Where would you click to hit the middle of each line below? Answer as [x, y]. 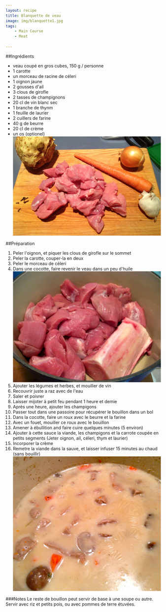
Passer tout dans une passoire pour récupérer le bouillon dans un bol [83, 412]
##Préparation [20, 243]
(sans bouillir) [27, 454]
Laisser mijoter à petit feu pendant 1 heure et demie [65, 402]
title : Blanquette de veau [33, 16]
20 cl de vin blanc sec [35, 102]
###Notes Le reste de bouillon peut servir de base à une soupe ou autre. [79, 599]
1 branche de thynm [33, 107]
